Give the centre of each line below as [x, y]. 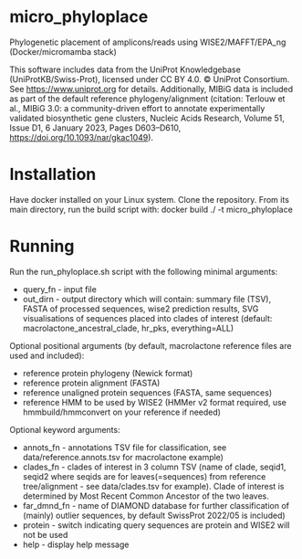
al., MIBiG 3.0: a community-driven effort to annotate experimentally [137, 108]
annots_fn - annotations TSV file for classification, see [125, 447]
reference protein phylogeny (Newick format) [108, 373]
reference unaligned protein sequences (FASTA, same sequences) [147, 392]
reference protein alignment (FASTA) [91, 383]
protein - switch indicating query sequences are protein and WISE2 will [156, 525]
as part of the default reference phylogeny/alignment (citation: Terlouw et [147, 99]
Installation [53, 174]
